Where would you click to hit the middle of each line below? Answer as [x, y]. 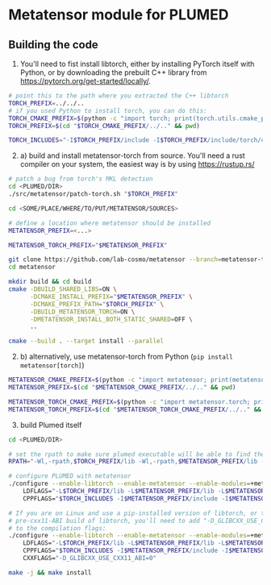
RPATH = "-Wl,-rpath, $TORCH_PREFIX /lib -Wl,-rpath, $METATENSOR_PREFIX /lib [133, 462]
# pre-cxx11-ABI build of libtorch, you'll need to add [104, 521]
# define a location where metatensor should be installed [110, 223]
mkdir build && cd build [50, 282]
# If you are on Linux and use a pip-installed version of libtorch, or [133, 513]
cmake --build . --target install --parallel [86, 341]
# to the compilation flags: [57, 528]
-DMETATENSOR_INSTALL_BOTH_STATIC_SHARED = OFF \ [111, 319]
